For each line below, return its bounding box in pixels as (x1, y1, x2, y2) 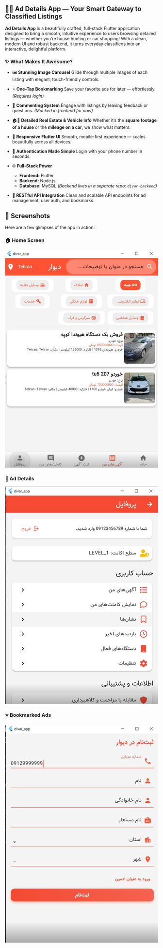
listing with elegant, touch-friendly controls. (12, 76, 99, 83)
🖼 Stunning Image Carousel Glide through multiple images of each (12, 69, 148, 75)
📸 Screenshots (5, 212, 50, 220)
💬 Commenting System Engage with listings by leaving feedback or (12, 102, 148, 108)
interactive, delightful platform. (5, 46, 66, 51)
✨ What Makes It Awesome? (5, 58, 73, 65)
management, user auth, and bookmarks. (12, 198, 95, 203)
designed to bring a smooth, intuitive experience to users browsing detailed (5, 30, 156, 36)
